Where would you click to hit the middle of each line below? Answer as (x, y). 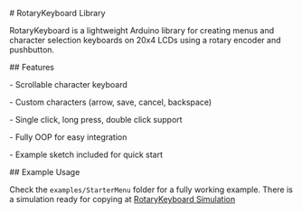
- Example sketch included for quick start (86, 154)
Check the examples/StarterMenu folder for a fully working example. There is (151, 190)
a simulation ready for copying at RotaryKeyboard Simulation (123, 199)
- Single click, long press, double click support (96, 120)
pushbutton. (32, 50)
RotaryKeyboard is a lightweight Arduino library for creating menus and (142, 30)
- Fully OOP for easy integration (68, 137)
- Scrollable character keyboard (69, 84)
